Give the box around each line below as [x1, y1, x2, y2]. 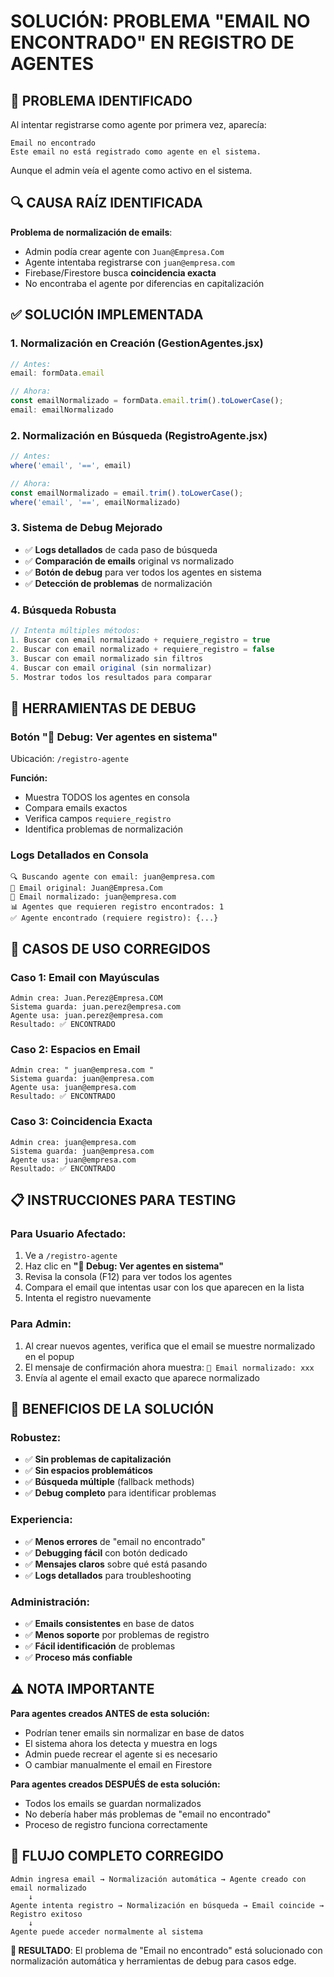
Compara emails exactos [24, 802, 128, 814]
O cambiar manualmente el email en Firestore [24, 1758, 213, 1770]
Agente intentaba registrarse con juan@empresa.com [24, 256, 235, 268]
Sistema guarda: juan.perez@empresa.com [10, 1002, 182, 1012]
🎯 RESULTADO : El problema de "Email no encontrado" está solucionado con [10, 1944, 323, 1956]
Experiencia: [10, 1513, 73, 1527]
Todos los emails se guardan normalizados [24, 1797, 202, 1809]
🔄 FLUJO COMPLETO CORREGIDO [10, 1848, 224, 1865]
